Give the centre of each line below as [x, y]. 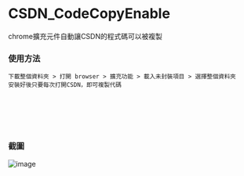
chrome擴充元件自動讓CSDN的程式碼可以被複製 [85, 36]
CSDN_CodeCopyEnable [89, 14]
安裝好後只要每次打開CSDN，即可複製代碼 [65, 85]
